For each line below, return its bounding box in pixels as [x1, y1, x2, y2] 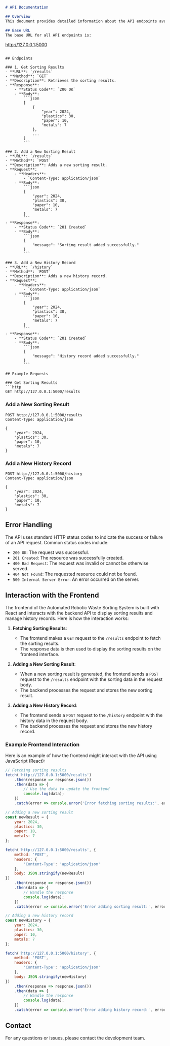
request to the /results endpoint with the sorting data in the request [20, 676, 163, 682]
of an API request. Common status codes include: [5, 539, 109, 545]
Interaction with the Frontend [5, 591, 99, 600]
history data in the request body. [20, 717, 89, 724]
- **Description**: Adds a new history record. [5, 274, 108, 279]
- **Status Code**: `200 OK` [14, 87, 76, 92]
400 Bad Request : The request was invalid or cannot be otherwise [12, 560, 149, 566]
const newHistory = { [5, 918, 51, 923]
